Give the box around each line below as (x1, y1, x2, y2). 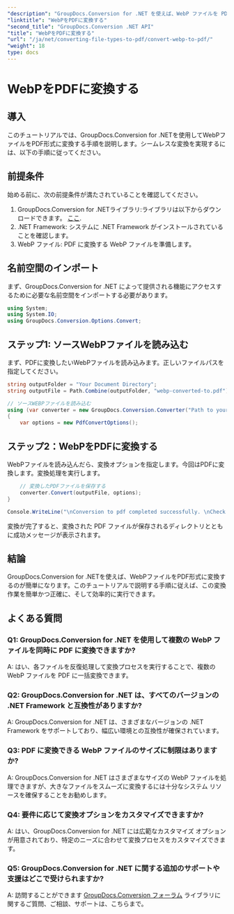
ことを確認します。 (17, 231, 72, 239)
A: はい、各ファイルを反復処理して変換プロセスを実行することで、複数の (7, 663, 216, 670)
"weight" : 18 (7, 42, 45, 49)
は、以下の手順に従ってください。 (7, 148, 104, 157)
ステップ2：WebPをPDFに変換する (7, 440, 158, 452)
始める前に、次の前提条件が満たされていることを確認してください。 (7, 190, 202, 198)
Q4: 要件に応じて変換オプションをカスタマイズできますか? (7, 810, 204, 819)
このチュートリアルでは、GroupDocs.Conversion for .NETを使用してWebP (7, 130, 220, 139)
